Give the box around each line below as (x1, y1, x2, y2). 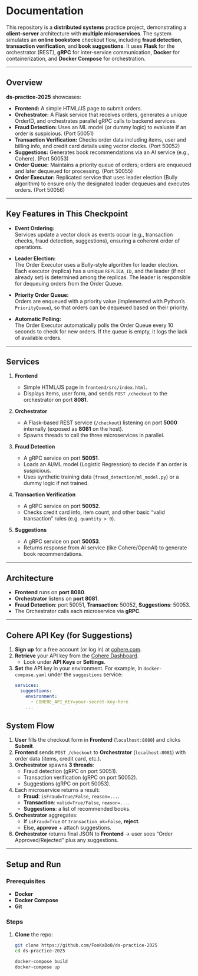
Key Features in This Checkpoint (6, 209, 128, 219)
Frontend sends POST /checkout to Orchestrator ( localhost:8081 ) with (14, 749, 186, 756)
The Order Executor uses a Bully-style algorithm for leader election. (14, 261, 179, 268)
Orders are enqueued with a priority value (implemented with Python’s (14, 297, 185, 304)
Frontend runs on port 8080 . (14, 589, 86, 596)
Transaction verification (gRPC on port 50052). (23, 774, 137, 781)
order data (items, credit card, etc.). (14, 755, 101, 762)
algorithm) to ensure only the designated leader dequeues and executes (14, 180, 190, 187)
